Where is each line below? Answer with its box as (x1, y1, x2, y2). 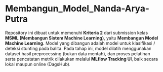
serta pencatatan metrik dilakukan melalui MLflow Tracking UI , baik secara (5, 56, 158, 62)
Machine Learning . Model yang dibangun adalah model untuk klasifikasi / (5, 40, 156, 46)
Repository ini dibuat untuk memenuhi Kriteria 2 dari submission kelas (5, 30, 148, 36)
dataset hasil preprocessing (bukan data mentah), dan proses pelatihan (5, 50, 151, 57)
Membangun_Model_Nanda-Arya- (5, 3, 150, 14)
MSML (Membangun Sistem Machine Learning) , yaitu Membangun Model (5, 35, 159, 41)
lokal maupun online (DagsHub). (5, 61, 71, 67)
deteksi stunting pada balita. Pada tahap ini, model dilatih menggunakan (5, 45, 152, 51)
